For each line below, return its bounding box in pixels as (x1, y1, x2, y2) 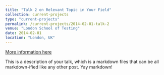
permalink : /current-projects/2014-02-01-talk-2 (5, 21, 110, 26)
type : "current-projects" (5, 16, 60, 21)
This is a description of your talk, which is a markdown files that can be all (5, 58, 159, 64)
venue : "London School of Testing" (5, 26, 80, 31)
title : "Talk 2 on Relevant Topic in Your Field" (5, 7, 112, 12)
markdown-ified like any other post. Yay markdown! (5, 63, 113, 70)
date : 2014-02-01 (5, 30, 42, 35)
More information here (5, 48, 52, 55)
